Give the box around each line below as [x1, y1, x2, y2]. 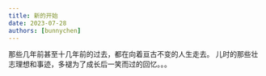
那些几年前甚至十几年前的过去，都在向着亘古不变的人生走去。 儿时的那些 [8, 50, 251, 59]
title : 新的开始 [8, 11, 58, 20]
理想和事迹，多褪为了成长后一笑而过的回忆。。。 [15, 59, 171, 69]
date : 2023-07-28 [8, 19, 67, 27]
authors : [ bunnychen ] [8, 26, 82, 34]
